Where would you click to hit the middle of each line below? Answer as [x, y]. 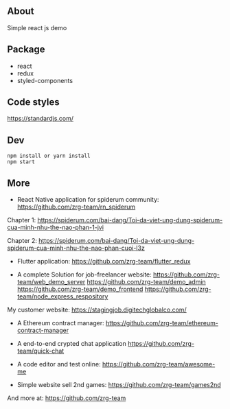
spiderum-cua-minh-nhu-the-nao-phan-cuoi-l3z [76, 248]
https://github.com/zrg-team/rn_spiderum [76, 207]
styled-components [45, 80]
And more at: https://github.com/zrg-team [67, 398]
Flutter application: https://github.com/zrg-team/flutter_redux [104, 261]
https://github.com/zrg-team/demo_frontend [80, 289]
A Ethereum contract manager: [60, 323]
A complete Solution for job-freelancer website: [84, 274]
